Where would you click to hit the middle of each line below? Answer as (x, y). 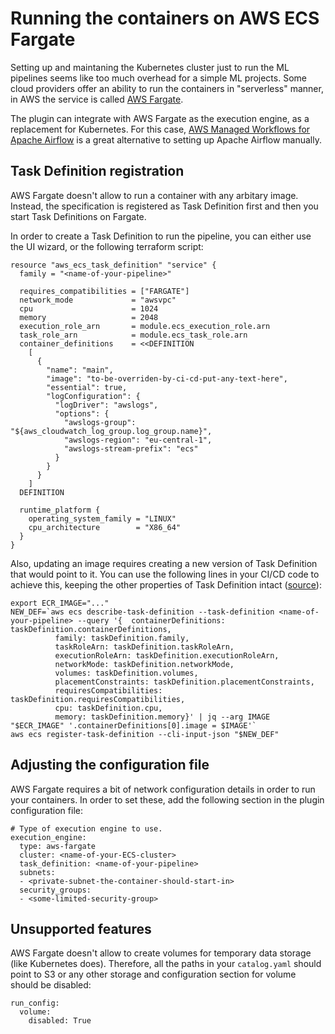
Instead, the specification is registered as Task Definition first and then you (164, 206)
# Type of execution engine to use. (86, 828)
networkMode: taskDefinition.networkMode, (144, 664)
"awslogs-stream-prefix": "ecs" (131, 448)
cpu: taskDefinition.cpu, (108, 708)
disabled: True (60, 1021)
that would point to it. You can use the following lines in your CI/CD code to (165, 574)
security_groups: (55, 890)
